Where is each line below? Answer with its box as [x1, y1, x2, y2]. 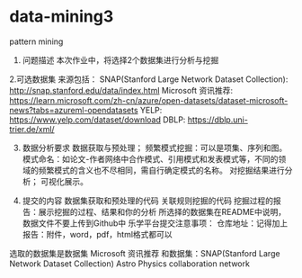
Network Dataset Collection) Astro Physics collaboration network [9, 258, 250, 269]
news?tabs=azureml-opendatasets [9, 104, 138, 115]
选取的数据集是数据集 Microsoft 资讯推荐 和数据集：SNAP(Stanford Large [9, 247, 280, 258]
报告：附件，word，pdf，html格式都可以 [22, 229, 173, 239]
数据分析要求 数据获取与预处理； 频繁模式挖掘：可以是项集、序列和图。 [22, 142, 288, 153]
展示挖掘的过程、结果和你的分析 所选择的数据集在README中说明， [38, 206, 286, 217]
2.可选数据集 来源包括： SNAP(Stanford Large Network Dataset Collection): [9, 74, 289, 85]
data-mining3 [9, 6, 114, 27]
